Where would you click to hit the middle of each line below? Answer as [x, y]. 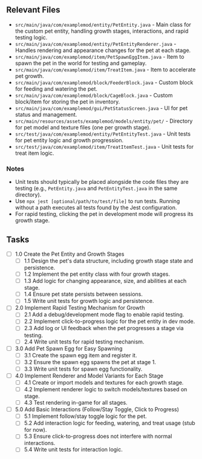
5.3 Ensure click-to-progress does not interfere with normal [98, 436]
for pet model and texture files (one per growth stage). [83, 127]
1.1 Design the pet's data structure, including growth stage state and [109, 261]
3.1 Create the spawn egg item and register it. [80, 355]
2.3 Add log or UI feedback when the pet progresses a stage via [104, 328]
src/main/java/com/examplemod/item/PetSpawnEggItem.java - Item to [99, 56]
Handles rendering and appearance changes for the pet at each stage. [103, 50]
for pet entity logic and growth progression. [69, 140]
